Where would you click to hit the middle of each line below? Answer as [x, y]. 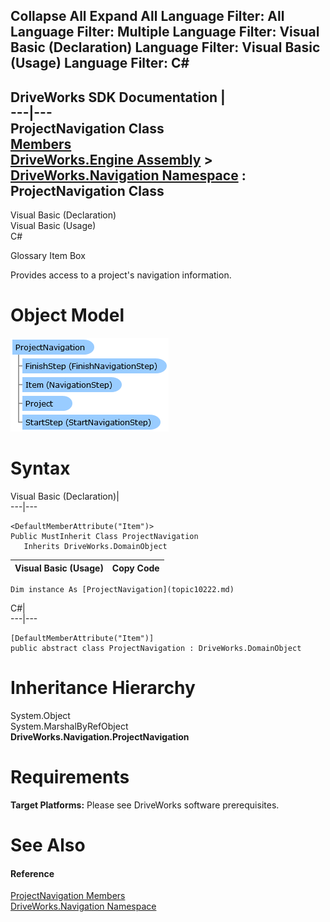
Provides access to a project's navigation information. [121, 275]
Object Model [67, 315]
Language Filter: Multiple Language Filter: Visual [165, 32]
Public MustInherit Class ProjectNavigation [104, 537]
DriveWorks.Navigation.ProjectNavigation [100, 737]
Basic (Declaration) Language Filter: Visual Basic [165, 47]
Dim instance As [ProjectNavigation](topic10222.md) [122, 590]
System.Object [40, 716]
